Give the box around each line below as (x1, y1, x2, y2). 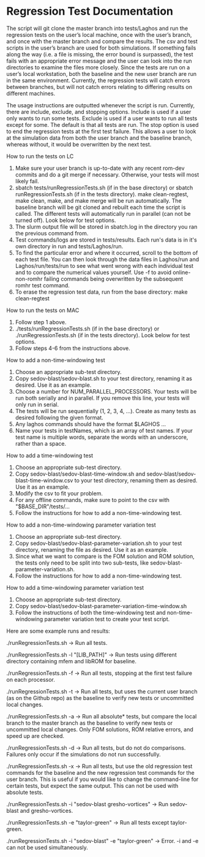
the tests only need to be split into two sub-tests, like (15, 559, 149, 566)
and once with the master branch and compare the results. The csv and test (6, 37, 198, 45)
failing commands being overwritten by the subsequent (43, 275, 184, 283)
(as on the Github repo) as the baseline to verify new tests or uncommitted (6, 694, 194, 701)
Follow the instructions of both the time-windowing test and (15, 609, 166, 616)
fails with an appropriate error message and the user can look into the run (6, 57, 192, 64)
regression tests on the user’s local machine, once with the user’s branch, (6, 31, 192, 38)
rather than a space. (15, 440, 67, 447)
